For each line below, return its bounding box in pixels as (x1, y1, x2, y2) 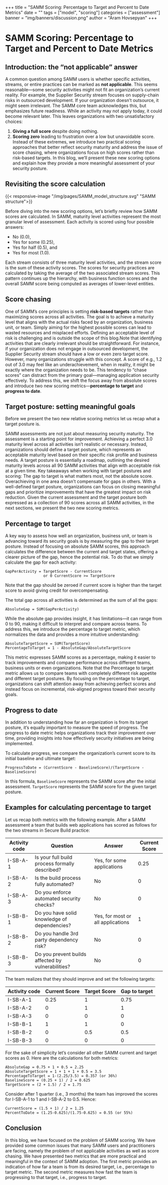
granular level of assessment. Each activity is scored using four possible (5, 218, 154, 224)
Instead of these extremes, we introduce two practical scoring (12, 139, 141, 144)
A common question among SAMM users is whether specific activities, (5, 76, 151, 82)
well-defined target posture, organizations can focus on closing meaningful (5, 484, 160, 490)
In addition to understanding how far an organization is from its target (5, 719, 148, 725)
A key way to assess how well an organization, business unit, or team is (5, 533, 152, 539)
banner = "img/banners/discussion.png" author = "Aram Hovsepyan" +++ (5, 15, 157, 20)
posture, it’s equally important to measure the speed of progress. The (5, 725, 148, 731)
